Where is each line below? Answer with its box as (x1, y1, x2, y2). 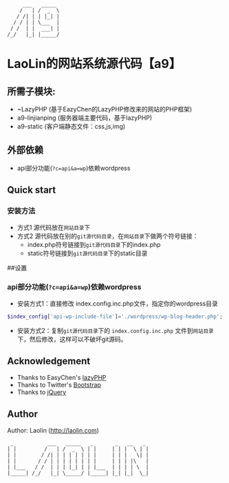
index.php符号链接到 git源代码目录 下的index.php (27, 240, 161, 248)
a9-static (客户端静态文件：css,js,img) (17, 122, 126, 130)
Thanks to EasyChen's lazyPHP (17, 374, 107, 382)
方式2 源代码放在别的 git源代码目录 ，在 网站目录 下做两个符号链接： (17, 232, 199, 240)
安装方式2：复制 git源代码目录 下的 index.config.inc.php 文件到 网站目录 (17, 326, 214, 334)
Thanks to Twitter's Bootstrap (17, 380, 102, 389)
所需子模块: (7, 85, 56, 97)
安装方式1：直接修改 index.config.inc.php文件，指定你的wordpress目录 (17, 299, 218, 308)
